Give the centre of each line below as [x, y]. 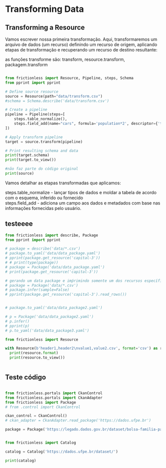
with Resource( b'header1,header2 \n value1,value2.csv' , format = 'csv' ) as [82, 348]
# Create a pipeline [26, 110]
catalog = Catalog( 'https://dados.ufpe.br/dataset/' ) [62, 452]
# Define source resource [32, 92]
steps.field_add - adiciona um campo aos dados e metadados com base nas [83, 203]
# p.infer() [17, 321]
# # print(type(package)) [32, 263]
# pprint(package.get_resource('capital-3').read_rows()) [66, 295]
